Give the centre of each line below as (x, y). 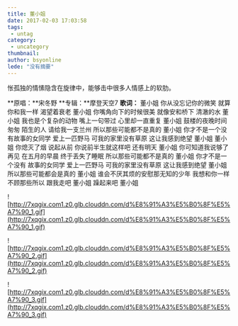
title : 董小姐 (27, 14)
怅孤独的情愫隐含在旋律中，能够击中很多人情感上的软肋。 (91, 88)
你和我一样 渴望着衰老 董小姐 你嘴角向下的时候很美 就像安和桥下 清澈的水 (114, 111)
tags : (15, 27)
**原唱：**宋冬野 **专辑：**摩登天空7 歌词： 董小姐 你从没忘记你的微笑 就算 (119, 103)
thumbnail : (23, 54)
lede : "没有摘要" (31, 67)
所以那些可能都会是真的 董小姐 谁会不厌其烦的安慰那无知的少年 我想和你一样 (119, 174)
